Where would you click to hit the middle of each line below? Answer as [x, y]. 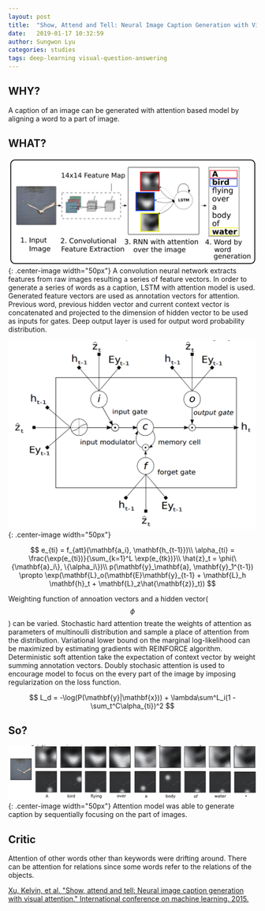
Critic [22, 840]
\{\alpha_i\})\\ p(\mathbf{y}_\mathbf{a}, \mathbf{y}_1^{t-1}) [159, 566]
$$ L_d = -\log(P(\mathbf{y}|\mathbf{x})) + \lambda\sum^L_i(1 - [132, 697]
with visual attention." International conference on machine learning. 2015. [129, 898]
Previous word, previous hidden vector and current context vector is [119, 305]
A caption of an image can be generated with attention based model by [123, 110]
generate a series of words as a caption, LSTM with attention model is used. [132, 287]
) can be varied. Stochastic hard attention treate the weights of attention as [130, 623]
